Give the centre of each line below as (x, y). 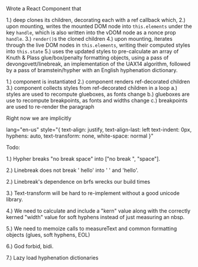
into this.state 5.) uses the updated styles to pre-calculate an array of (92, 51)
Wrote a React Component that (44, 9)
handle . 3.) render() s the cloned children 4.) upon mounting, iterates (89, 39)
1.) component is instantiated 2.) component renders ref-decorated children (98, 82)
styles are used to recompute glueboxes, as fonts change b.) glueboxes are (98, 94)
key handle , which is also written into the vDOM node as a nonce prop (91, 32)
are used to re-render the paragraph (50, 107)
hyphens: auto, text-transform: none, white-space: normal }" (80, 136)
